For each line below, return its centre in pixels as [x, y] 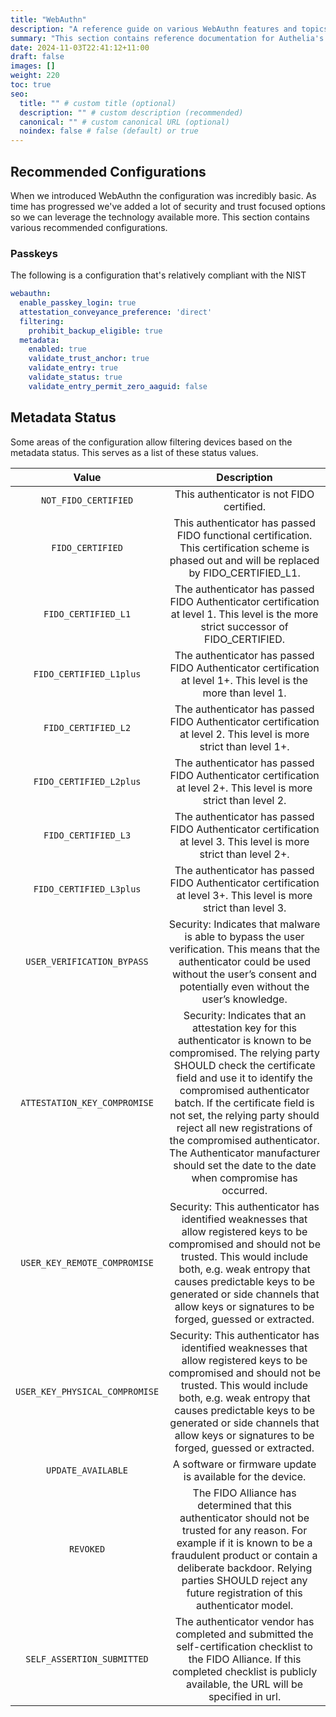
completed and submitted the [244, 1634]
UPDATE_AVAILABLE [87, 1470]
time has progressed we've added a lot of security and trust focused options [168, 206]
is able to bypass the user [244, 936]
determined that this [244, 1505]
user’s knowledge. [244, 999]
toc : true [31, 85]
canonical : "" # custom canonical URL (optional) [124, 122]
